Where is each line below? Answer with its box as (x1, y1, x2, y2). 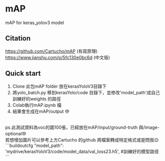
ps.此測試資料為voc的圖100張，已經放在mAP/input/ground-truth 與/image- (5, 124, 159, 130)
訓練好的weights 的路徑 (12, 96, 61, 102)
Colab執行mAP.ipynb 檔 (12, 102, 62, 108)
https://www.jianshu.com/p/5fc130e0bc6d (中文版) (5, 54, 110, 60)
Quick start (5, 69, 41, 78)
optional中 (5, 130, 27, 136)
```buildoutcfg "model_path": (5, 142, 64, 148)
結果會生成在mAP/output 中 (12, 108, 70, 114)
